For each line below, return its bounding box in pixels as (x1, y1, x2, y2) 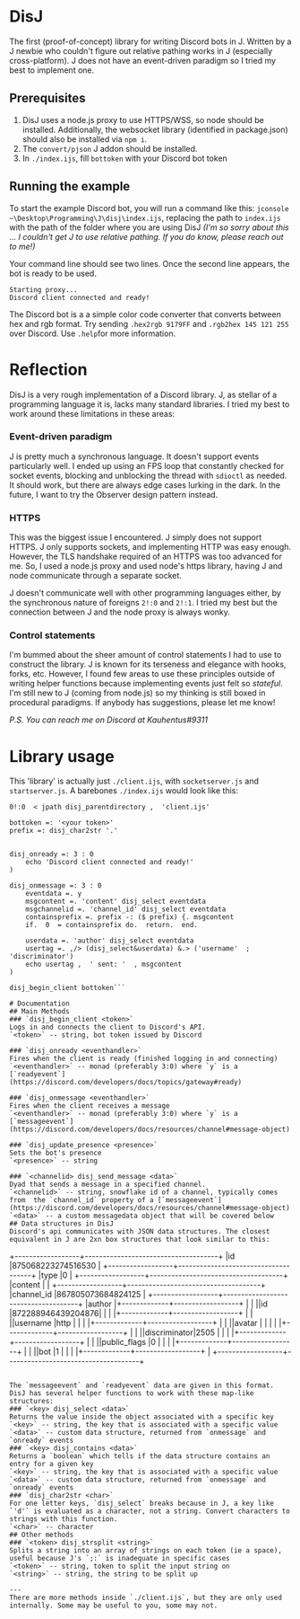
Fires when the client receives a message (9, 1101, 170, 1110)
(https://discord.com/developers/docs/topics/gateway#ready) (9, 1078, 243, 1087)
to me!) (9, 241, 36, 252)
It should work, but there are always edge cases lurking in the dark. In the (9, 479, 280, 491)
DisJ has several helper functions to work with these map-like (9, 1389, 254, 1398)
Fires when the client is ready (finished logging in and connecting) (9, 1054, 279, 1064)
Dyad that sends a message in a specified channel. (9, 1180, 206, 1190)
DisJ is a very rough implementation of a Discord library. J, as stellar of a (9, 389, 278, 400)
